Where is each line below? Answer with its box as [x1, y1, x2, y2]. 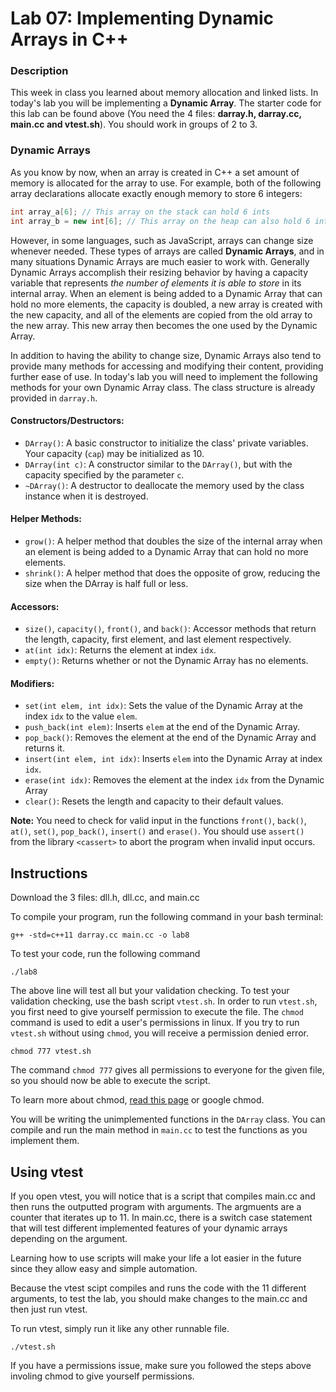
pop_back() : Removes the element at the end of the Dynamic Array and [24, 732, 317, 744]
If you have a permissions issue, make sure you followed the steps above [10, 1359, 312, 1371]
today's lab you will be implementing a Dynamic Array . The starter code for [10, 97, 322, 109]
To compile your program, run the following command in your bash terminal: [10, 911, 324, 923]
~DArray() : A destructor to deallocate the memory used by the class [24, 479, 305, 491]
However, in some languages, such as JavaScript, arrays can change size [10, 234, 314, 246]
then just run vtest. [10, 1303, 88, 1315]
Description [10, 64, 69, 78]
